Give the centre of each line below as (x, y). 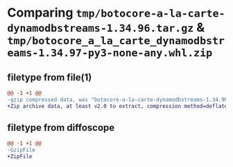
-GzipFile (21, 150)
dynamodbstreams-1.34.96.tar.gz (101, 29)
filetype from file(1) (50, 77)
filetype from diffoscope (61, 128)
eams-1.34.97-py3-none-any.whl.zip (110, 53)
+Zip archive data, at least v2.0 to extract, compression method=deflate (118, 106)
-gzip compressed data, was (48, 99)
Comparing (40, 13)
